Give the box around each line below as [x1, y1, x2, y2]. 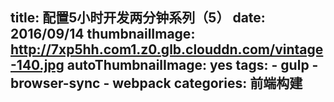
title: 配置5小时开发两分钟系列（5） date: [10, 9, 266, 27]
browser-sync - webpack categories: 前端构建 [10, 75, 303, 92]
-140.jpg [10, 57, 65, 74]
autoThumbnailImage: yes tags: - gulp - [66, 57, 319, 74]
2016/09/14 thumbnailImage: [10, 26, 196, 43]
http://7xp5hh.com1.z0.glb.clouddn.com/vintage [10, 41, 324, 58]
